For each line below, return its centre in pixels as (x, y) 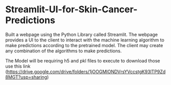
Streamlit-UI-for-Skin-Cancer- (71, 9)
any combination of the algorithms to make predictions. (63, 51)
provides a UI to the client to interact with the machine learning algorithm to (85, 40)
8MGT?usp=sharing (26, 77)
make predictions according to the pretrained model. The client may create (84, 45)
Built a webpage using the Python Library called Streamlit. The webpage (82, 34)
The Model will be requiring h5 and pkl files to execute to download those (83, 60)
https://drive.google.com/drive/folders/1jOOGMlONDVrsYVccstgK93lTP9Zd (86, 71)
